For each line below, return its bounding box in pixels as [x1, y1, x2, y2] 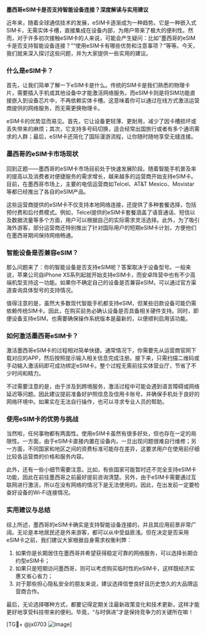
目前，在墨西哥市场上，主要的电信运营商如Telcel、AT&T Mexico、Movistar [6, 180, 195, 188]
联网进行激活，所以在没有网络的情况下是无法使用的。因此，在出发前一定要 [6, 481, 194, 489]
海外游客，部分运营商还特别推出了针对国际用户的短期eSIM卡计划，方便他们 [6, 224, 197, 231]
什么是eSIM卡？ [6, 66, 54, 75]
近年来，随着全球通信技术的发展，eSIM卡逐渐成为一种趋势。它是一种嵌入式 [6, 19, 197, 26]
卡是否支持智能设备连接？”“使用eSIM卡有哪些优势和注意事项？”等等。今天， [6, 42, 199, 49]
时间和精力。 [11, 370, 44, 377]
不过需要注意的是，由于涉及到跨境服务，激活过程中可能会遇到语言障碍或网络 [6, 383, 200, 390]
